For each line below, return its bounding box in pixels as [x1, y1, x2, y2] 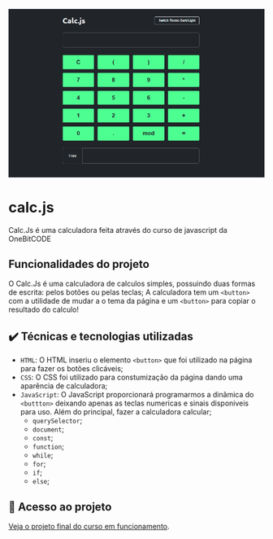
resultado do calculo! [8, 305, 80, 314]
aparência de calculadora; [19, 381, 108, 391]
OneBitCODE [8, 234, 51, 243]
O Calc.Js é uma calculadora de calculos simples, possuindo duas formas [8, 278, 256, 289]
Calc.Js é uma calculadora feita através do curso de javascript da [8, 225, 227, 234]
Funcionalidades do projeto [8, 257, 150, 271]
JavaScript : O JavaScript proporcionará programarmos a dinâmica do [19, 390, 254, 400]
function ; [32, 441, 65, 452]
